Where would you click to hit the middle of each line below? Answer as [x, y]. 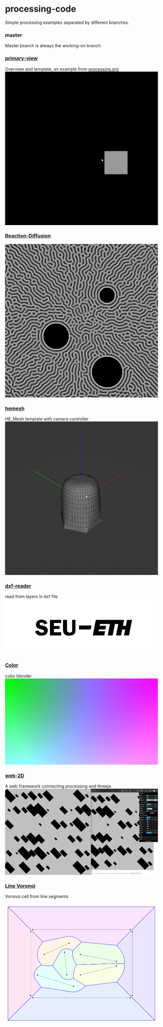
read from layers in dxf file [32, 597]
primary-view [21, 58]
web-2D [15, 776]
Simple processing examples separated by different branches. [67, 22]
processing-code [41, 9]
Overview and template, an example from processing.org [62, 69]
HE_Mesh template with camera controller [47, 419]
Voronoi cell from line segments [37, 896]
